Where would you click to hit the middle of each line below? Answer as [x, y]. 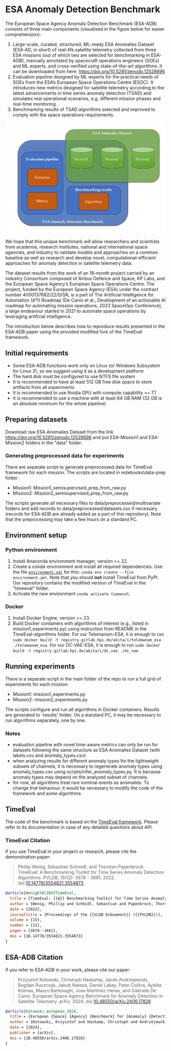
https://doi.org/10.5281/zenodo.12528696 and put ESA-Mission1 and [76, 437]
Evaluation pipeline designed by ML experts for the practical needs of [85, 77]
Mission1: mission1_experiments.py [49, 694]
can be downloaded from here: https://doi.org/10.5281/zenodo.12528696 [89, 71]
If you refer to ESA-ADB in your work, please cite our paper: [68, 970]
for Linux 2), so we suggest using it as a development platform [78, 371]
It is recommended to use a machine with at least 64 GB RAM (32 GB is [87, 398]
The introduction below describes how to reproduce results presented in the [85, 326]
